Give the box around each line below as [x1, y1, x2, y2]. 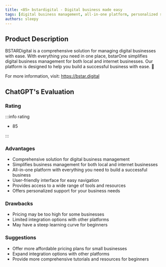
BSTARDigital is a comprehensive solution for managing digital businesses [5, 48, 156, 54]
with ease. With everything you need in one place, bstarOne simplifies [5, 53, 148, 59]
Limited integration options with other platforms [12, 217, 110, 222]
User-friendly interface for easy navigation [12, 178, 99, 183]
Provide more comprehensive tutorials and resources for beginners [12, 256, 149, 262]
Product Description [5, 35, 69, 43]
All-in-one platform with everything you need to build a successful [12, 167, 147, 173]
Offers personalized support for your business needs [12, 188, 120, 194]
